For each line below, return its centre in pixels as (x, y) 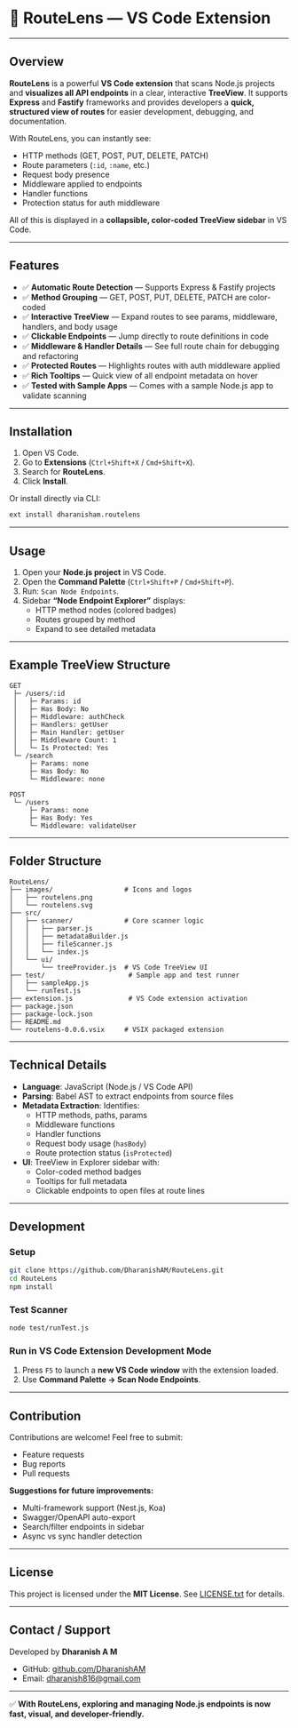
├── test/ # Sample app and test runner (125, 975)
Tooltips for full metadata (81, 1180)
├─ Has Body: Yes (61, 818)
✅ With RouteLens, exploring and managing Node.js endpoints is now (140, 1704)
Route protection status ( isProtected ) (104, 1152)
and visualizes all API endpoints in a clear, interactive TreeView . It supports (149, 92)
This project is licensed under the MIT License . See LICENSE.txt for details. (147, 1594)
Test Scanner (39, 1309)
